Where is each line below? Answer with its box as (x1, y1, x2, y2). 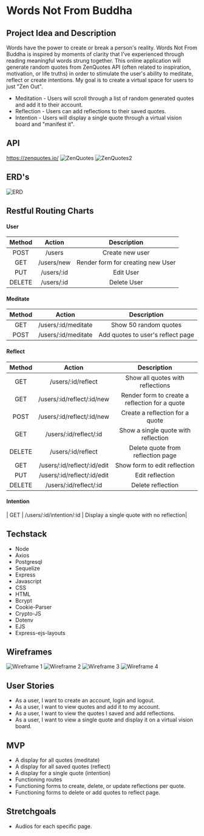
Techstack (6, 529, 47, 539)
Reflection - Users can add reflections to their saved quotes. (15, 108, 167, 114)
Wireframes (6, 647, 53, 658)
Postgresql (15, 558, 42, 565)
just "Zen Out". (6, 83, 44, 90)
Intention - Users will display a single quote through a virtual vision (15, 114, 182, 121)
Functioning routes (15, 776, 63, 783)
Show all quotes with (125, 373, 185, 382)
